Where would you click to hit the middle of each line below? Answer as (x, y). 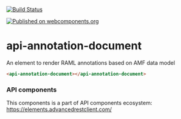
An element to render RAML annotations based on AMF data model (91, 63)
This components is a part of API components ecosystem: (79, 103)
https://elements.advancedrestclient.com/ (59, 109)
